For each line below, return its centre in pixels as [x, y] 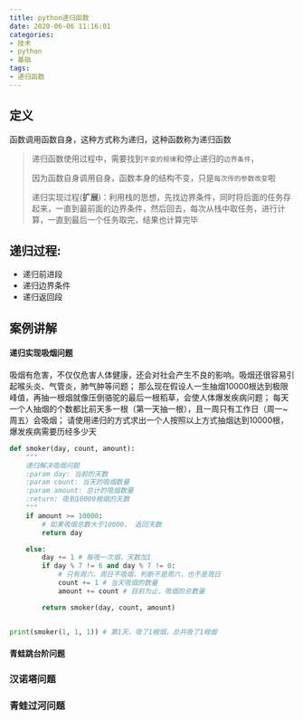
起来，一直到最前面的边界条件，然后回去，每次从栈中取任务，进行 [154, 208]
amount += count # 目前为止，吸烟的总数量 [131, 591]
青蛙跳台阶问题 [37, 654]
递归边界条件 [46, 285]
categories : [32, 34]
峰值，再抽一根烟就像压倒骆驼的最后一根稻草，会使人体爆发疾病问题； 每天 [149, 397]
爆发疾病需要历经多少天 [53, 431]
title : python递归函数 [49, 18]
